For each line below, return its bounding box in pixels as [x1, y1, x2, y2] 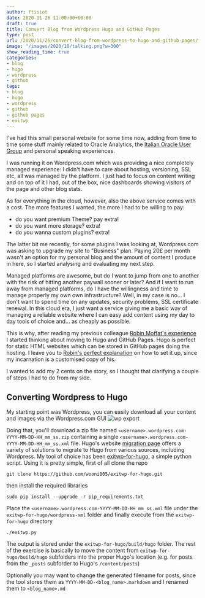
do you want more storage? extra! [15, 222, 101, 230]
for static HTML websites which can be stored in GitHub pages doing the [6, 343, 190, 350]
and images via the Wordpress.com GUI [6, 415, 107, 422]
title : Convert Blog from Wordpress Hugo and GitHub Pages [6, 26, 160, 33]
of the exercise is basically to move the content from [6, 547, 139, 554]
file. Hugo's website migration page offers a [70, 440, 182, 447]
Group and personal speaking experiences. [6, 147, 115, 155]
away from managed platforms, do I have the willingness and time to [6, 285, 179, 292]
